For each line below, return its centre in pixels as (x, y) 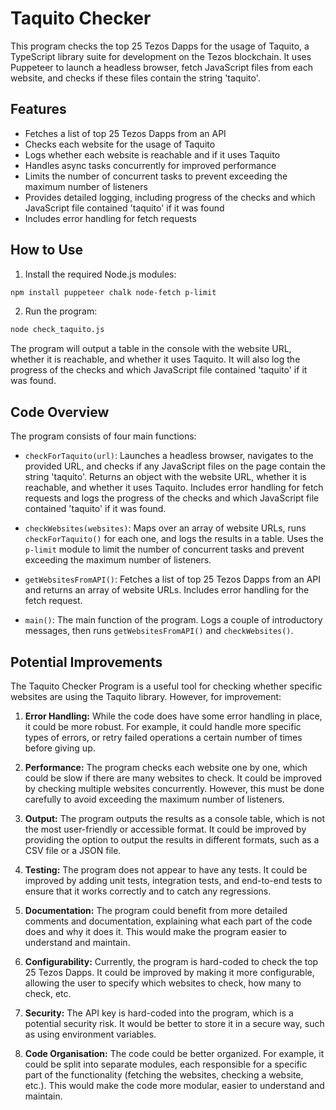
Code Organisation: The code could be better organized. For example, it (174, 1053)
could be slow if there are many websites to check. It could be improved (173, 778)
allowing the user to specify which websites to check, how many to (163, 983)
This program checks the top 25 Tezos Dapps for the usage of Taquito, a (160, 46)
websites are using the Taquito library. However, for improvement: (146, 696)
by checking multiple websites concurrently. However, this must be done (174, 788)
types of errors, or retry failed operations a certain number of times (163, 737)
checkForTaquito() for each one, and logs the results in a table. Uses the (174, 539)
